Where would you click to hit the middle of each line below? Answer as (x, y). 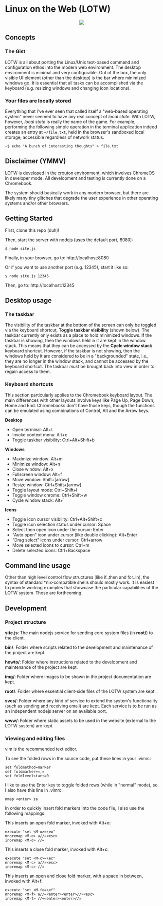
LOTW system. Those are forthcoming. (44, 593)
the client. (15, 638)
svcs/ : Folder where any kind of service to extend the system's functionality (81, 701)
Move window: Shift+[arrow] (41, 479)
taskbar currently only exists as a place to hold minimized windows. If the (79, 335)
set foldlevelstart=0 (27, 776)
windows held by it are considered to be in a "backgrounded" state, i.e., (77, 356)
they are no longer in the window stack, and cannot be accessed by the (77, 361)
